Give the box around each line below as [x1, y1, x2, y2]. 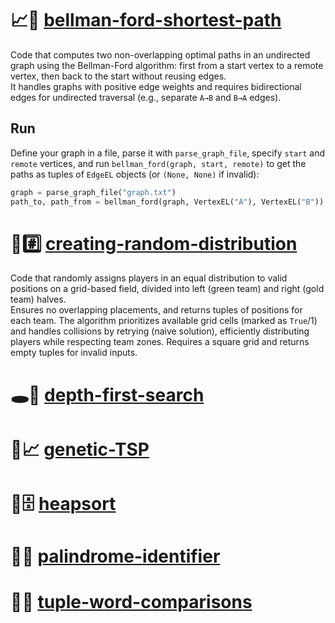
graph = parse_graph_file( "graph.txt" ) [10, 187, 177, 197]
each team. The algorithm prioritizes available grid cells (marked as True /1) [10, 315, 318, 327]
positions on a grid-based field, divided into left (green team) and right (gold [10, 283, 325, 295]
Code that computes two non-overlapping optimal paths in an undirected [10, 48, 311, 61]
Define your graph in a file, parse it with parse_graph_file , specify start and [10, 147, 326, 159]
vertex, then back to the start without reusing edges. [10, 70, 227, 82]
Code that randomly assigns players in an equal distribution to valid [10, 272, 288, 284]
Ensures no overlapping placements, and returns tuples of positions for [10, 304, 303, 316]
